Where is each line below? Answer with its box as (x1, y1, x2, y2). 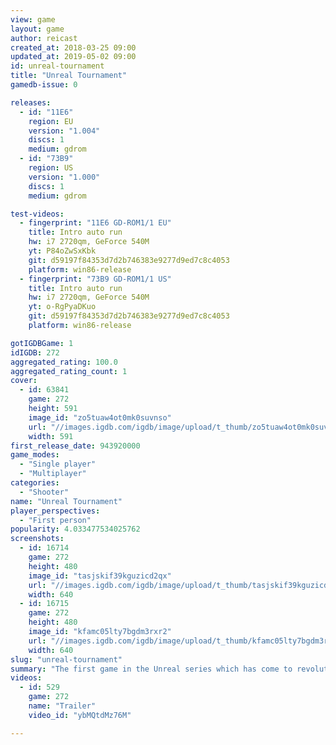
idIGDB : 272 (10, 347, 60, 358)
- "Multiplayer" (19, 469, 87, 479)
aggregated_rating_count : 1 (10, 366, 128, 376)
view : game (10, 14, 56, 25)
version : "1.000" (28, 172, 101, 182)
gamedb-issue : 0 (10, 80, 78, 90)
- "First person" (19, 515, 92, 525)
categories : (10, 478, 60, 488)
